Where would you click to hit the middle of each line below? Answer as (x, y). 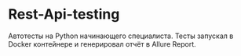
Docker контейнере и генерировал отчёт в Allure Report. (102, 44)
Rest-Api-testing (64, 14)
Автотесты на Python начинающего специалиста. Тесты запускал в (121, 36)
